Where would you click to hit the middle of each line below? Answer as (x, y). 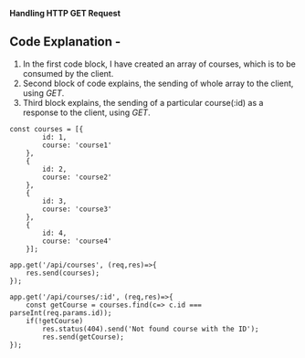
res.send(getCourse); (84, 337)
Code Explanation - (65, 42)
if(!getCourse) (55, 321)
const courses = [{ (47, 129)
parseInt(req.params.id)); (61, 313)
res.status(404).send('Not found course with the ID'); (151, 329)
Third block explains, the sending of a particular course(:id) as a (143, 102)
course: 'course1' (77, 145)
